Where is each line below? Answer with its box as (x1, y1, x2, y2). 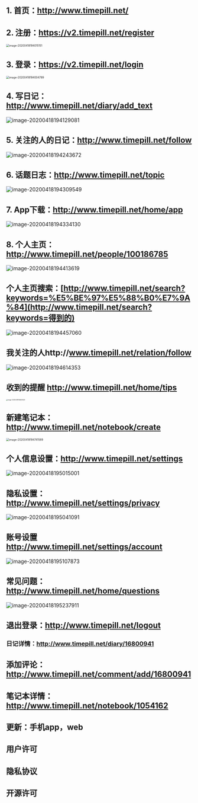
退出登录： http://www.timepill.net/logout (6, 620, 161, 630)
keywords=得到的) (6, 313, 75, 323)
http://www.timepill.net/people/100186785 (6, 249, 168, 259)
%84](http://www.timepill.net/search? (6, 302, 152, 312)
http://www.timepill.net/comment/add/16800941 (6, 669, 191, 680)
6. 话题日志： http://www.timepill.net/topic (6, 170, 165, 180)
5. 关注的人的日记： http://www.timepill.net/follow (6, 135, 192, 145)
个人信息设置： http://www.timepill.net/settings (6, 453, 183, 463)
